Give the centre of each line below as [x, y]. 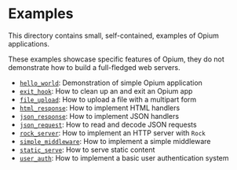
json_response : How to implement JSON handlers [99, 116]
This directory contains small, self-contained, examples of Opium [114, 35]
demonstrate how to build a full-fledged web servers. [94, 67]
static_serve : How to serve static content [87, 150]
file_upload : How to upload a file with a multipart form [108, 99]
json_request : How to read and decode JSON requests [108, 124]
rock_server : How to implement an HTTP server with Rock [112, 133]
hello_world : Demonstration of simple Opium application [111, 83]
